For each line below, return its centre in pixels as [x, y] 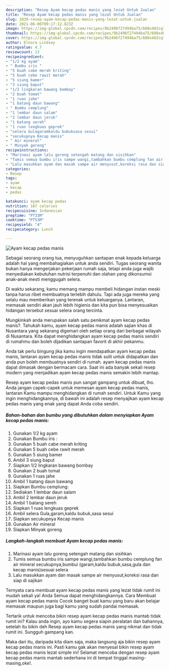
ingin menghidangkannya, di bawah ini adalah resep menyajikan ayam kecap [85, 398]
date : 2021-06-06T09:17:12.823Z [39, 24]
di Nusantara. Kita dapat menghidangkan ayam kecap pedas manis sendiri [82, 336]
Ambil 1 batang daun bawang [43, 481]
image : [13, 29]
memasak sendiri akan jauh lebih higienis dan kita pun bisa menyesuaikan [82, 305]
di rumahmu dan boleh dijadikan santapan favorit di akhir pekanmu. [75, 341]
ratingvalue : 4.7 [24, 47]
